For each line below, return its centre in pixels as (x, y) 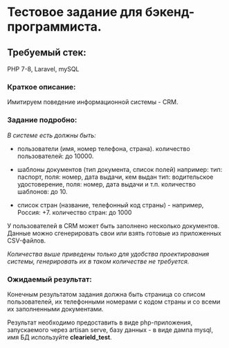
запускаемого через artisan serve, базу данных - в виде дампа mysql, (110, 329)
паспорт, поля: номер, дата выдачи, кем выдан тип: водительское (115, 177)
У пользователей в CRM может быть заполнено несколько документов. (113, 225)
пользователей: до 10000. (55, 156)
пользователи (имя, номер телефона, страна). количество (103, 148)
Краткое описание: (42, 87)
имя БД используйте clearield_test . (59, 337)
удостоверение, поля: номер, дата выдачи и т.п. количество (106, 184)
